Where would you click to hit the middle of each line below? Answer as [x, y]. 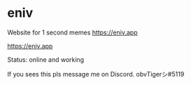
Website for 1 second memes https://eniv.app [72, 32]
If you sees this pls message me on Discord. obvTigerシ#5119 [96, 74]
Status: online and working [46, 59]
